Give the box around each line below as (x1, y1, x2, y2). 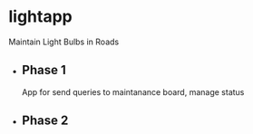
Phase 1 (21, 62, 66, 78)
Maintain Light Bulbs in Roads (8, 36, 120, 47)
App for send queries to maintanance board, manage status (21, 86, 245, 97)
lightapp (8, 6, 73, 27)
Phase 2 (21, 113, 69, 129)
